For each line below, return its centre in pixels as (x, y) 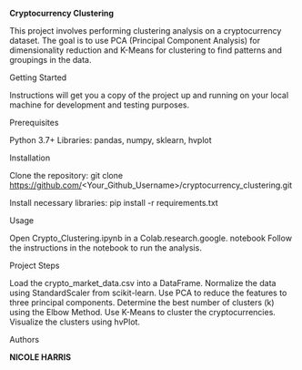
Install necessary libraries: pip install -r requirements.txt (114, 203)
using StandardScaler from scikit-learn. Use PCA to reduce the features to (148, 293)
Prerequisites (34, 123)
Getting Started (38, 77)
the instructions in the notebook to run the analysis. (106, 248)
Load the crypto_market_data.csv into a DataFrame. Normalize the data (143, 283)
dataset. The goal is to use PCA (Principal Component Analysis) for (135, 41)
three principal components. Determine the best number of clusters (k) (142, 303)
